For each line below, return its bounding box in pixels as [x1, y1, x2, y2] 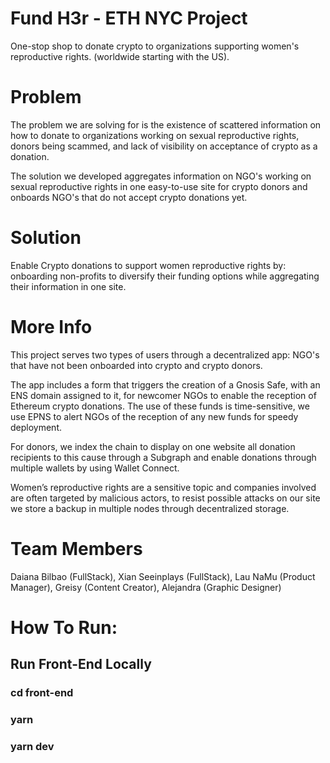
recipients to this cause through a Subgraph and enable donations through [10, 451, 317, 463]
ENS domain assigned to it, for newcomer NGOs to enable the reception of [10, 389, 317, 401]
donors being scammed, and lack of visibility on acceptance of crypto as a [10, 140, 318, 152]
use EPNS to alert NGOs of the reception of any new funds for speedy [10, 410, 299, 422]
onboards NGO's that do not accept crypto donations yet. [10, 191, 248, 203]
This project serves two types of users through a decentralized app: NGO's [10, 348, 320, 361]
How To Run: [10, 616, 118, 639]
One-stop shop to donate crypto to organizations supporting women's [10, 40, 300, 52]
